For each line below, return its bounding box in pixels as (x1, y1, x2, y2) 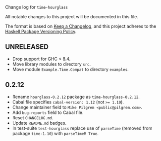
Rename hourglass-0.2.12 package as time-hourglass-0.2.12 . (12, 94, 140, 100)
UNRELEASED (5, 43, 49, 51)
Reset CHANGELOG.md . (12, 114, 54, 120)
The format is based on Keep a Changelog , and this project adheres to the (5, 23, 157, 29)
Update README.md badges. (12, 120, 67, 126)
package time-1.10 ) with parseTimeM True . (12, 130, 99, 136)
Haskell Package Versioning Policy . (5, 29, 77, 34)
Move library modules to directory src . (12, 61, 91, 67)
